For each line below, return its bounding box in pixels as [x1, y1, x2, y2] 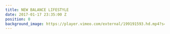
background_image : [5, 21, 44, 26]
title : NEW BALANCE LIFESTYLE [5, 7, 69, 12]
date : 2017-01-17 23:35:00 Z [5, 12, 67, 17]
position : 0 [5, 16, 30, 21]
